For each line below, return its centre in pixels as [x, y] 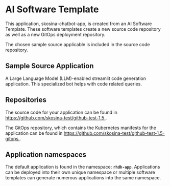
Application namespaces [46, 154]
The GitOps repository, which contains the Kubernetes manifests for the [81, 128]
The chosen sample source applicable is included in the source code [78, 44]
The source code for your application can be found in [61, 112]
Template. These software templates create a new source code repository [83, 29]
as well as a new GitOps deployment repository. [55, 34]
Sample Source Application [50, 66]
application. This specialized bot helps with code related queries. [74, 84]
